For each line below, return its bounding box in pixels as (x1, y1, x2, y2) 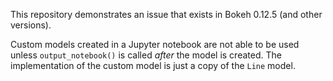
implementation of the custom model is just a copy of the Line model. (10, 60, 296, 71)
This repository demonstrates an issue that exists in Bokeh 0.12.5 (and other (10, 9, 323, 20)
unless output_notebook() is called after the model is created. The (10, 49, 282, 61)
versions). (10, 19, 52, 31)
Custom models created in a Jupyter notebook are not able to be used (10, 39, 300, 50)
